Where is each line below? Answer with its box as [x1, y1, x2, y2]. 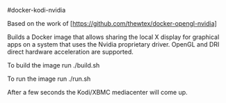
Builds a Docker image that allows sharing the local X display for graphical [7, 33, 220, 41]
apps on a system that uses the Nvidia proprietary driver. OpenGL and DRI [7, 40, 220, 48]
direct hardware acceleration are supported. [7, 48, 134, 56]
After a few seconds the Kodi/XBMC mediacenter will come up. [7, 88, 188, 96]
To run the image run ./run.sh [7, 74, 91, 83]
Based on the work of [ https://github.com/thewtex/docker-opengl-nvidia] [7, 19, 217, 27]
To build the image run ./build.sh [7, 61, 100, 69]
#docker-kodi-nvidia [7, 6, 66, 14]
